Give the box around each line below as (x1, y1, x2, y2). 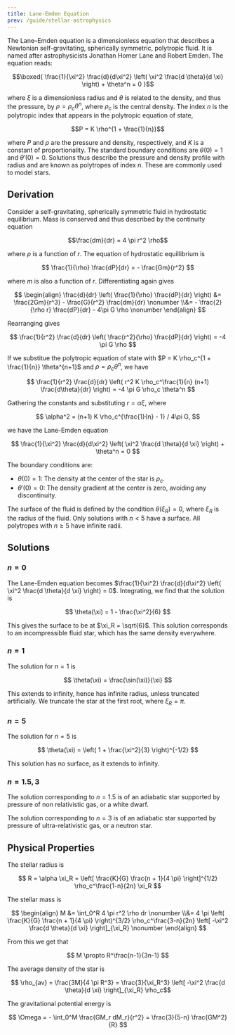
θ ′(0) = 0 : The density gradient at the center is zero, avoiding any (17, 483, 207, 493)
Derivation (7, 189, 54, 201)
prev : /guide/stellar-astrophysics (7, 17, 112, 24)
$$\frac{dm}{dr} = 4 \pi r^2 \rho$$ (67, 236, 168, 244)
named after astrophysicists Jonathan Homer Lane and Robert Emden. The (7, 51, 224, 60)
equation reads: (7, 58, 53, 67)
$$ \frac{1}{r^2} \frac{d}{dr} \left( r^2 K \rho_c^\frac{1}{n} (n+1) (27, 378, 209, 386)
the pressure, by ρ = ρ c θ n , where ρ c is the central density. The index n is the (7, 101, 229, 112)
